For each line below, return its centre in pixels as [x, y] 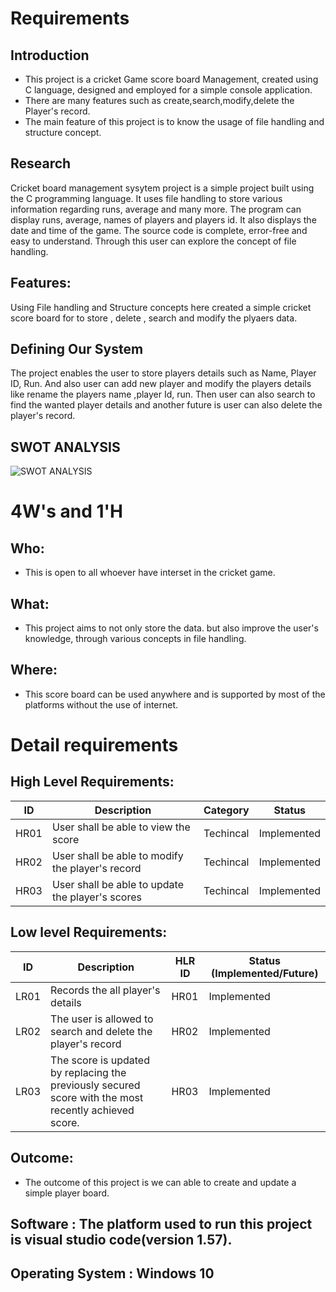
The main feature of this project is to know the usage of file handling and [174, 121]
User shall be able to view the [121, 827]
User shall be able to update [117, 884]
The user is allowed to [102, 1019]
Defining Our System [77, 349]
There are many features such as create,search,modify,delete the [159, 100]
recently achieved [92, 1110]
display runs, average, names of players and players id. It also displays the [163, 219]
